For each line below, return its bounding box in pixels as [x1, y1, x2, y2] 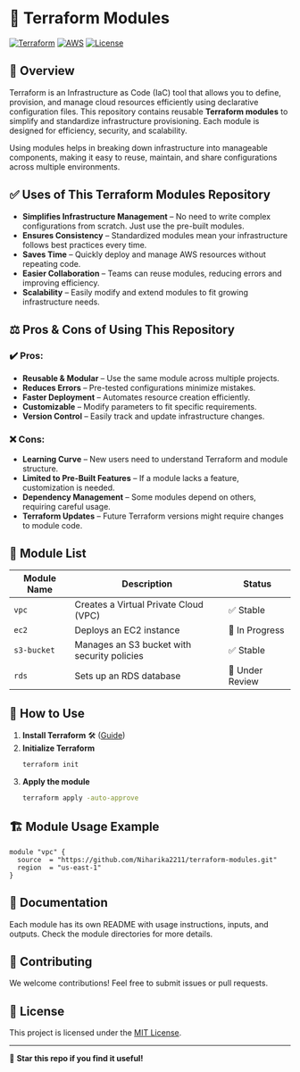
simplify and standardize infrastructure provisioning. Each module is [9, 115, 260, 126]
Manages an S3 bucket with [74, 638, 192, 651]
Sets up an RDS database [74, 669, 181, 682]
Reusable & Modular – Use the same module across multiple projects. [21, 373, 279, 384]
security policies [74, 650, 145, 662]
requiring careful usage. [21, 501, 112, 511]
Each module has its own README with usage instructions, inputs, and [9, 918, 270, 929]
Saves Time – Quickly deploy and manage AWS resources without [21, 249, 266, 260]
